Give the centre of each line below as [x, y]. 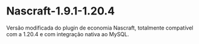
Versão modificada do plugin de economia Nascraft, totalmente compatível [100, 28]
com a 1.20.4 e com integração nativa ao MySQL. [68, 34]
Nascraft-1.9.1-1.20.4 [61, 11]
